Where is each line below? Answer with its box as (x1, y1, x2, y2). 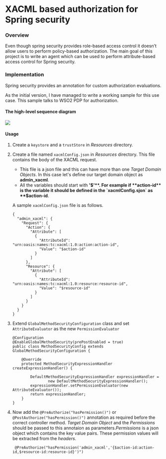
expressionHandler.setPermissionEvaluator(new (30, 383, 128, 388)
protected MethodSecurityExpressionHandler (21, 361, 112, 367)
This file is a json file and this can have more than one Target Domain (19, 166, 162, 172)
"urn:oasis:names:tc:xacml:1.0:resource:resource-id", (12, 281, 128, 286)
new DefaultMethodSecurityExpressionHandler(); (48, 379, 148, 384)
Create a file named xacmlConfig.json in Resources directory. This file (12, 151, 155, 157)
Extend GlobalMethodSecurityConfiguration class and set (12, 321, 130, 327)
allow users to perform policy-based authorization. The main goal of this (5, 48, 153, 54)
